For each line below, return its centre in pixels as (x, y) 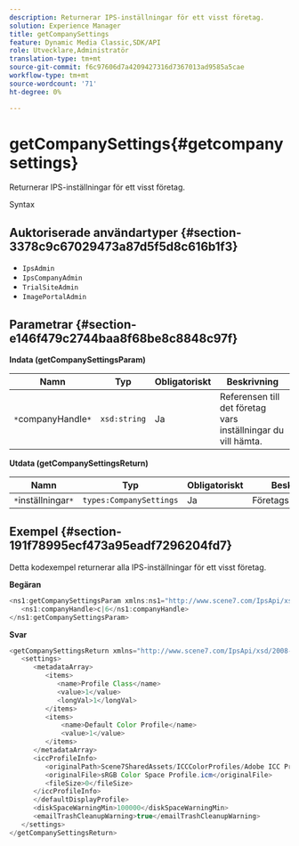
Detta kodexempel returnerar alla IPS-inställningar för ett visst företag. (138, 567)
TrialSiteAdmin (50, 288)
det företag (243, 408)
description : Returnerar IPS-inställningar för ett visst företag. (137, 17)
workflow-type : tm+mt (49, 76)
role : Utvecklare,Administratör (69, 51)
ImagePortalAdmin (54, 297)
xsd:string (123, 419)
